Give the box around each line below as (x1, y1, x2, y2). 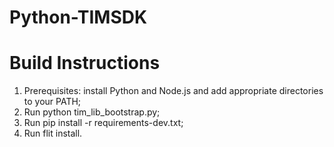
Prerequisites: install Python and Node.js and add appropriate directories (23, 85, 324, 97)
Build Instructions (9, 52, 161, 75)
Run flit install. (23, 127, 83, 140)
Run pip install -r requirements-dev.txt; (23, 117, 184, 129)
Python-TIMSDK (9, 6, 148, 29)
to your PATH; (23, 96, 82, 108)
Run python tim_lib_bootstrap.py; (23, 106, 161, 118)
